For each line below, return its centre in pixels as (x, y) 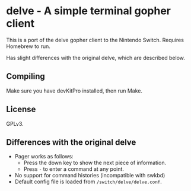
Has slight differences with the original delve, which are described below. (96, 58)
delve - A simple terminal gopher (88, 11)
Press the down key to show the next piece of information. (95, 163)
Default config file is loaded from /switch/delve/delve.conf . (88, 182)
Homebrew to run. (28, 46)
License (21, 109)
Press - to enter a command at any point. (74, 169)
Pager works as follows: (44, 157)
